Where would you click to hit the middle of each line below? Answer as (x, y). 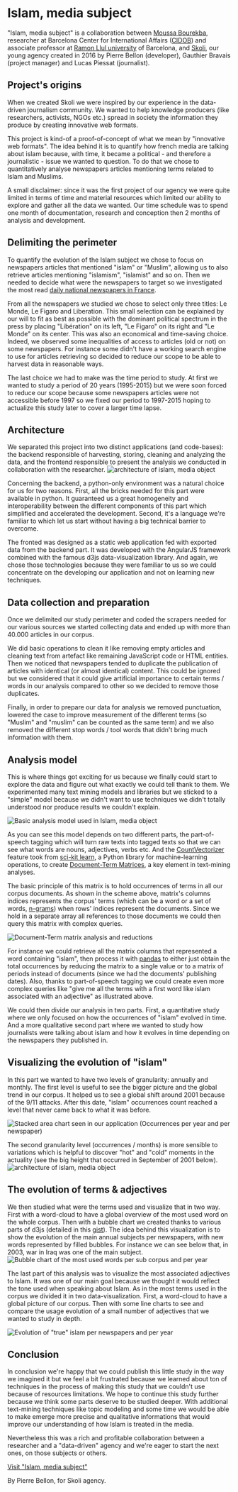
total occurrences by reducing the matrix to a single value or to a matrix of (116, 966)
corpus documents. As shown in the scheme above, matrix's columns (109, 893)
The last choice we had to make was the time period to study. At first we (113, 377)
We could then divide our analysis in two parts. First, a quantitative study (113, 1010)
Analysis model (42, 759)
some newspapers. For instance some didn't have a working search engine (117, 348)
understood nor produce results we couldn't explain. (84, 807)
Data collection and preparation (79, 602)
